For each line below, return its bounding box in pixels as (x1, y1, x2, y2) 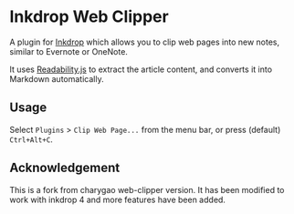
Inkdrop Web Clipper (9, 6, 169, 27)
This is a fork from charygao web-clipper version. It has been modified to (9, 184, 285, 195)
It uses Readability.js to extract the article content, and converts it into (9, 64, 272, 75)
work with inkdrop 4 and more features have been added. (9, 194, 226, 205)
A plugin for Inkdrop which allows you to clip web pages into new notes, (9, 36, 280, 47)
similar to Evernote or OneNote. (9, 46, 128, 56)
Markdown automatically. (9, 73, 104, 84)
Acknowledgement (9, 160, 121, 176)
